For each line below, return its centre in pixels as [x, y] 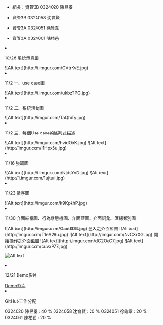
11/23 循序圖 [17, 193]
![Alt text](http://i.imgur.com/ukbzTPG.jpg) [47, 93]
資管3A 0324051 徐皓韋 [36, 28]
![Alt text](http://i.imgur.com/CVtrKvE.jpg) [47, 68]
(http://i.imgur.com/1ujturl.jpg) [35, 178]
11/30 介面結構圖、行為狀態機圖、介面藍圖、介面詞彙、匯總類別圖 [71, 218]
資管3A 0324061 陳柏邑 [36, 38]
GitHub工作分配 [21, 301]
